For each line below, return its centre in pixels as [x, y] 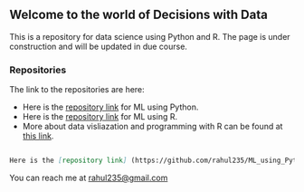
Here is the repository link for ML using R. [100, 117]
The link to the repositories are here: [77, 90]
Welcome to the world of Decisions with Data [139, 15]
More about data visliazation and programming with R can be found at [152, 127]
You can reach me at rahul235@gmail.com [89, 178]
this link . [38, 136]
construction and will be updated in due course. [99, 46]
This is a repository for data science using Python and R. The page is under [150, 36]
